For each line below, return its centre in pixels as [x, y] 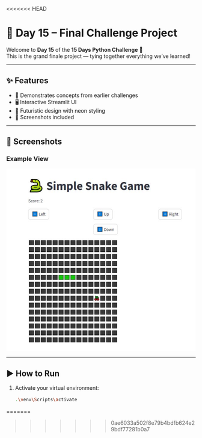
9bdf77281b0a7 [130, 430]
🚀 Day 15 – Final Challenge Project [92, 33]
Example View [28, 159]
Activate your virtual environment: [57, 388]
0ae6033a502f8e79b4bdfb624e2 [153, 423]
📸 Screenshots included [44, 117]
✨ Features [27, 81]
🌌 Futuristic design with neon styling [60, 110]
